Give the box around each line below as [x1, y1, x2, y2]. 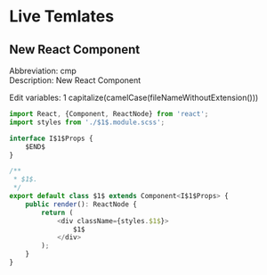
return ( [41, 208, 74, 217]
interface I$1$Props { [9, 134, 93, 143]
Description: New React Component [9, 75, 142, 86]
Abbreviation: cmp [9, 65, 77, 76]
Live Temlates [9, 6, 114, 27]
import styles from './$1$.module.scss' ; [9, 118, 166, 127]
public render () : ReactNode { [25, 199, 138, 209]
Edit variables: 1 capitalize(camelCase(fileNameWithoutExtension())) [9, 92, 259, 103]
